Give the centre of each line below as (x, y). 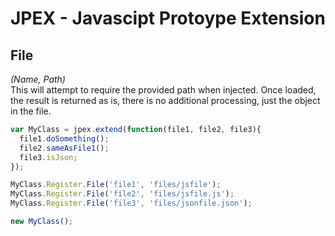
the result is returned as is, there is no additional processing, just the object (165, 100)
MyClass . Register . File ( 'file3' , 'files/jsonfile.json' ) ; (131, 203)
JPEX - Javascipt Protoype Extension (168, 18)
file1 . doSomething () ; (64, 138)
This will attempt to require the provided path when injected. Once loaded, (163, 90)
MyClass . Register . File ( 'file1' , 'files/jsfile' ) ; (116, 185)
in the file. (31, 111)
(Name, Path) (38, 79)
